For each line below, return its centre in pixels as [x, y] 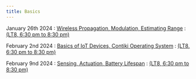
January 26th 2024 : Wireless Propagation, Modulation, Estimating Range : [96, 28]
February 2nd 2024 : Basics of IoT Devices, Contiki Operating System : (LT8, [98, 46]
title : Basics [23, 11]
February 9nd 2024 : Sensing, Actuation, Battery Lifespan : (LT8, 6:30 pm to [97, 63]
